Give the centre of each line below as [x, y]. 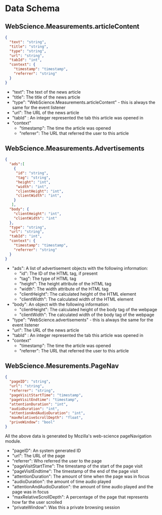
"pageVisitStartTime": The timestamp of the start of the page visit [77, 466]
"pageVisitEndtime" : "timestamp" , [44, 399]
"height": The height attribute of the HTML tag [65, 283]
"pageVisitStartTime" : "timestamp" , [46, 395]
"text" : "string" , [28, 42]
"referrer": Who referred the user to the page [57, 461]
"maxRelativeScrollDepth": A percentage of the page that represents [80, 497]
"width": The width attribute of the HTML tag [64, 289]
